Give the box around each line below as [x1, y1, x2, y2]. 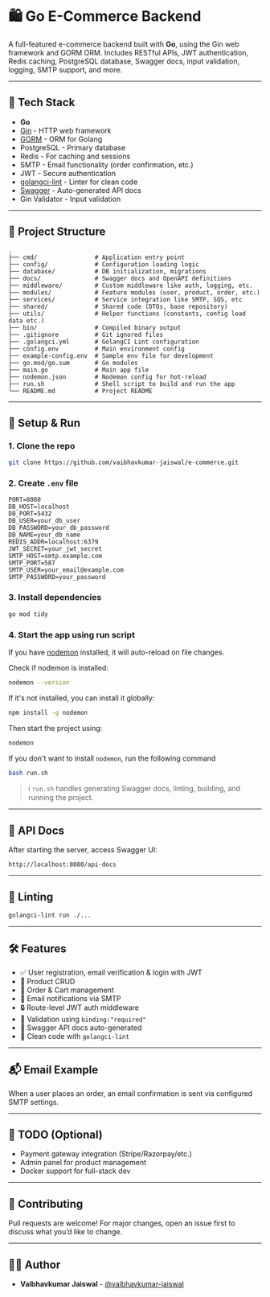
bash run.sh [8, 769, 48, 777]
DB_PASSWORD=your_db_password [8, 524, 110, 532]
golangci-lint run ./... [8, 911, 92, 920]
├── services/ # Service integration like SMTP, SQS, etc [8, 295, 243, 303]
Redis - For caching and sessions [19, 151, 131, 161]
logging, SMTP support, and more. [8, 64, 123, 74]
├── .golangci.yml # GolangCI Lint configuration [8, 338, 199, 346]
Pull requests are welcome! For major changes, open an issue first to [8, 1218, 235, 1228]
